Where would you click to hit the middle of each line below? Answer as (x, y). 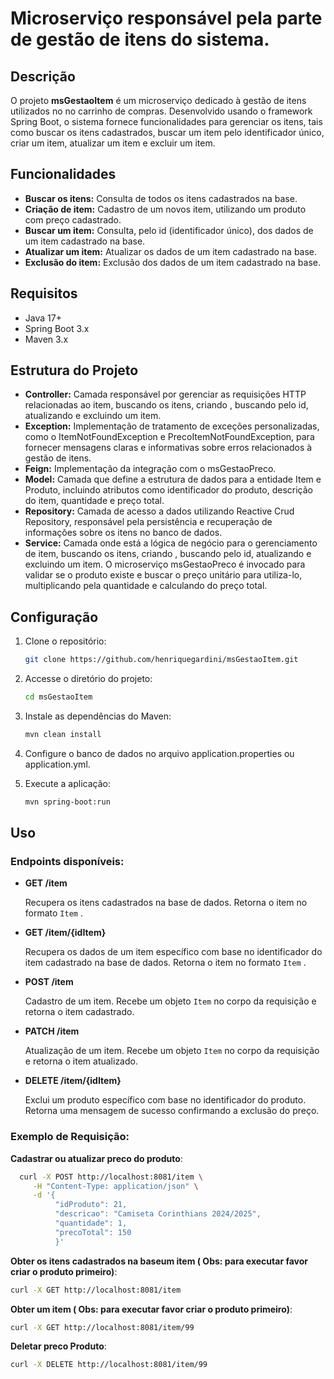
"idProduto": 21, (91, 1205)
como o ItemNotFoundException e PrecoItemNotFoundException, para (169, 437)
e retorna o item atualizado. (81, 1061)
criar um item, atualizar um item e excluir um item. (113, 143)
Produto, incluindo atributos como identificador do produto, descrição (168, 490)
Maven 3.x (46, 339)
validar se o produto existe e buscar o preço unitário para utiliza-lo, (163, 575)
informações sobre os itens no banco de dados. (123, 533)
